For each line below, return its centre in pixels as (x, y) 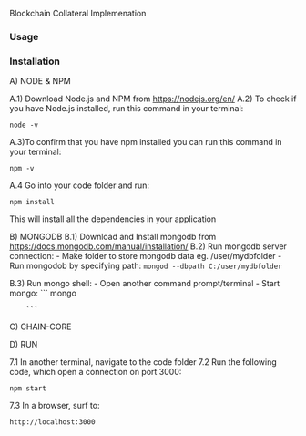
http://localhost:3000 (52, 422)
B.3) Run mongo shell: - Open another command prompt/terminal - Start (145, 284)
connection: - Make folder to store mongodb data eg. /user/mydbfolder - (146, 256)
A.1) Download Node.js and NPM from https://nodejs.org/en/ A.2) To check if (153, 99)
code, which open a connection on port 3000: (96, 372)
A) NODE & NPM (40, 81)
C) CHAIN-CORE (41, 327)
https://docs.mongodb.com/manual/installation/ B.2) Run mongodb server (148, 246)
